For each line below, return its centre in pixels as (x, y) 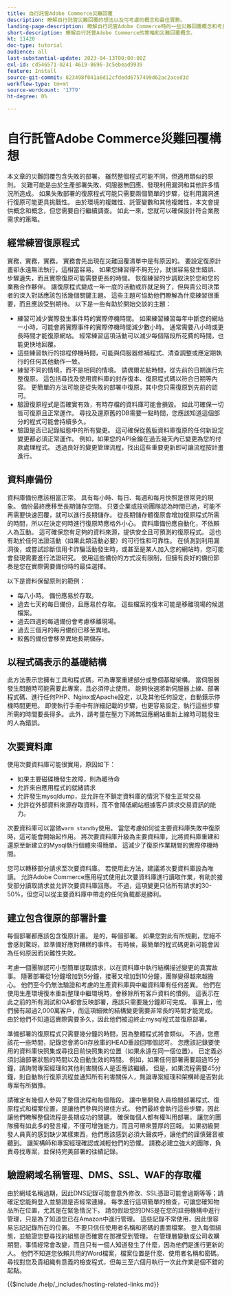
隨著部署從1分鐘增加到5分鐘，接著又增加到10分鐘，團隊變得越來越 (114, 976)
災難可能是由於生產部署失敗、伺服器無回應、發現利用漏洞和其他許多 (117, 185)
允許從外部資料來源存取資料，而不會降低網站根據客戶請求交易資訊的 (113, 805)
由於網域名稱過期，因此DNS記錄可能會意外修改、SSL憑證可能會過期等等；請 (115, 1193)
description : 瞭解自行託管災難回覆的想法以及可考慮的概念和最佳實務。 (96, 20)
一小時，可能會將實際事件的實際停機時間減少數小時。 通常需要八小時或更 (120, 326)
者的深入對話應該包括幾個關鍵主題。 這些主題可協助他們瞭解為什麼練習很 (110, 295)
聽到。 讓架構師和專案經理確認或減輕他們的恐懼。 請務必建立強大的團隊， (111, 1143)
